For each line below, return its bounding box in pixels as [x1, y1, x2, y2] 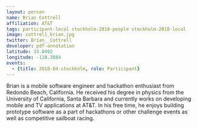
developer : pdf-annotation [6, 43, 75, 49]
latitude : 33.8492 [6, 49, 53, 55]
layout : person [6, 9, 45, 15]
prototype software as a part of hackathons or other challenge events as [6, 108, 188, 116]
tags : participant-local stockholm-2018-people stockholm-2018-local [6, 26, 187, 32]
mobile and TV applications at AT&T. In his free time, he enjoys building [6, 102, 184, 109]
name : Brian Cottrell [6, 15, 61, 21]
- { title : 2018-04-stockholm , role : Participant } [12, 65, 140, 72]
